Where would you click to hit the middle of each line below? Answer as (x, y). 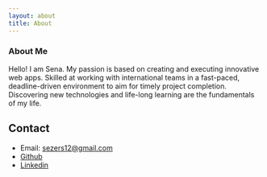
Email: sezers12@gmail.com (66, 148)
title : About (30, 23)
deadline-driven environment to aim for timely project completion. (118, 86)
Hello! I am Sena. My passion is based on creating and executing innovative (134, 68)
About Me (28, 51)
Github (31, 156)
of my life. (25, 103)
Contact (29, 128)
